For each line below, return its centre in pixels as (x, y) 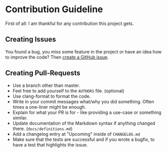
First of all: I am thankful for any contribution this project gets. (70, 23)
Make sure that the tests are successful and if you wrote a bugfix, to (83, 139)
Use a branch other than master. (46, 85)
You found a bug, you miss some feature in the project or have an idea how (83, 51)
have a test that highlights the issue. (50, 145)
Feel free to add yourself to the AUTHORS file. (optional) (68, 90)
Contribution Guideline (54, 9)
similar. (20, 117)
